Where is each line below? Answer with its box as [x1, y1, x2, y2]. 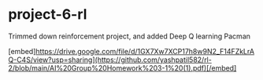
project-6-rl [8, 5, 87, 24]
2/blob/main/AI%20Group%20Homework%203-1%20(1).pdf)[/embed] [8, 63, 237, 72]
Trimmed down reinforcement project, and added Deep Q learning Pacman [8, 31, 250, 41]
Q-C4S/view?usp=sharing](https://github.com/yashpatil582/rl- [8, 55, 213, 64]
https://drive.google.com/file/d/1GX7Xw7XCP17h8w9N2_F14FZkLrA [35, 46, 254, 56]
